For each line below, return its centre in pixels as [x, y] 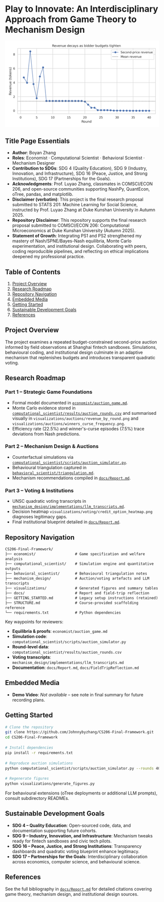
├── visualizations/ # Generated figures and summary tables [82, 588]
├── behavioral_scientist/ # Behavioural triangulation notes [76, 573]
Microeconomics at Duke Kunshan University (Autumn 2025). [74, 231]
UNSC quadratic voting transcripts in [49, 501]
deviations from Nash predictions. [46, 434]
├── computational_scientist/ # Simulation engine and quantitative [79, 564]
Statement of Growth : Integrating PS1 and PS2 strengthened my [77, 236]
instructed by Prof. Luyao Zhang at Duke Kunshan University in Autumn [83, 210]
